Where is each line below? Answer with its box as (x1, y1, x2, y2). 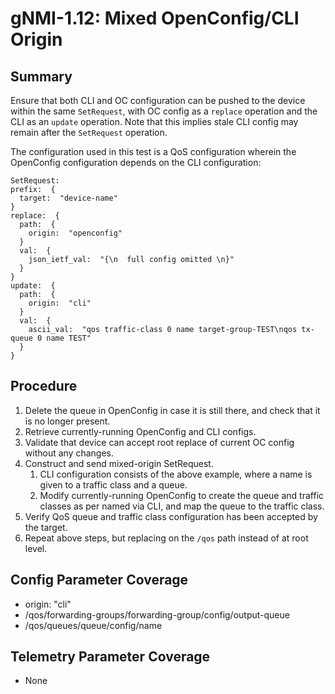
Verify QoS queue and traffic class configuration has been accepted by (24, 510, 318, 522)
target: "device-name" (19, 193, 118, 203)
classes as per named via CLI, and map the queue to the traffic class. (39, 500, 325, 512)
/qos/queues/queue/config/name (24, 619, 163, 631)
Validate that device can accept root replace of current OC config (24, 436, 295, 448)
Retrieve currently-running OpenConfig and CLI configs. (24, 425, 257, 437)
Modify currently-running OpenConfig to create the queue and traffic (39, 489, 325, 501)
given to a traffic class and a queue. (39, 478, 188, 491)
